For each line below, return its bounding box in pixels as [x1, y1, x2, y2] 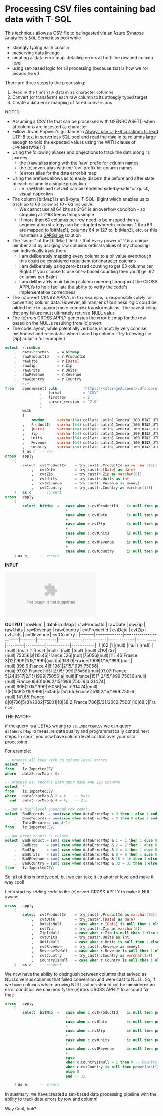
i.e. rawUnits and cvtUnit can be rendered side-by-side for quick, [19, 186, 149, 191]
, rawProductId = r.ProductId [14, 354, 86, 359]
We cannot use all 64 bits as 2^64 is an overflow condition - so [19, 206, 146, 212]
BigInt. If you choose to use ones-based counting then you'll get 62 [19, 268, 154, 274]
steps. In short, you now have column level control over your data [5, 734, 136, 740]
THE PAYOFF [5, 714, 31, 720]
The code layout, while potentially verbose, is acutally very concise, [12, 325, 148, 331]
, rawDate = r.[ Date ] [14, 359, 79, 364]
